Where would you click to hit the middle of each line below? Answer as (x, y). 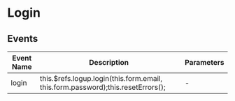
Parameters (205, 62)
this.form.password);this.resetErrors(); (102, 87)
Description (109, 62)
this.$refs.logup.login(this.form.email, (101, 78)
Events (23, 39)
